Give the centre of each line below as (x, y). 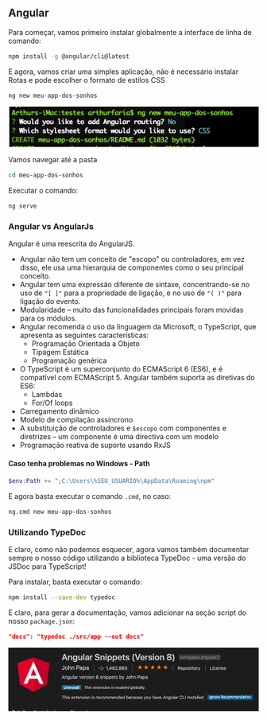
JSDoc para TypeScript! (47, 566)
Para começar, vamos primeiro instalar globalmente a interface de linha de (130, 32)
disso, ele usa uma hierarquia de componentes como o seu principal (132, 268)
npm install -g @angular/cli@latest (69, 56)
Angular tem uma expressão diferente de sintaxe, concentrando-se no (135, 285)
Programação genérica (69, 360)
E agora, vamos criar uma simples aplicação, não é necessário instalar (124, 72)
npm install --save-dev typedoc (62, 597)
